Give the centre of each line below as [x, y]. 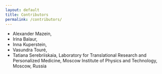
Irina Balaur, [25, 39]
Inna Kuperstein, [30, 45]
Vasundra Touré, [30, 50]
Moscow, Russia [30, 66]
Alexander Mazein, [32, 34]
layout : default [22, 10]
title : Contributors [27, 15]
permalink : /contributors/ [34, 19]
